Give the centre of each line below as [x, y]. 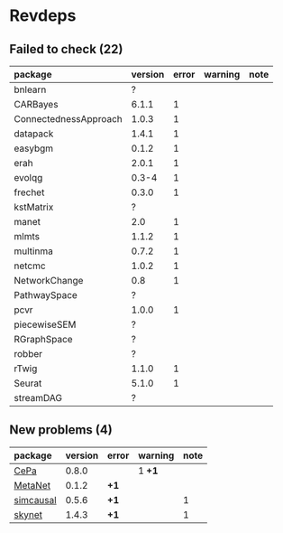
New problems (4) [61, 430]
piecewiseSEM [45, 324]
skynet [28, 514]
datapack [34, 134]
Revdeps [43, 16]
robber [28, 354]
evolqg [28, 178]
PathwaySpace [46, 295]
